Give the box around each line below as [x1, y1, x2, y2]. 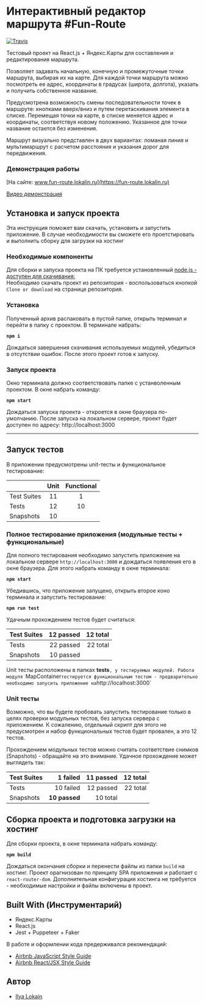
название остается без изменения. [6, 124, 98, 132]
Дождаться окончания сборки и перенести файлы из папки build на [6, 863, 185, 870]
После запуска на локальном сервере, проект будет [39, 415, 177, 422]
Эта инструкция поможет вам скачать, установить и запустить [6, 224, 171, 232]
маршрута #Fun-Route [6, 17, 126, 31]
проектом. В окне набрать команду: [6, 385, 101, 393]
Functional [65, 482, 97, 490]
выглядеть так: [6, 759, 45, 766]
